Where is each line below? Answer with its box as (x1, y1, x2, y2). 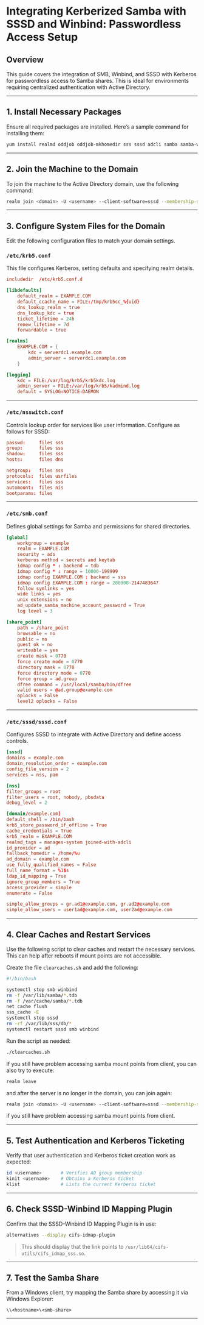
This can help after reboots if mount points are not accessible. (6, 952, 162, 959)
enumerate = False (6, 890, 53, 897)
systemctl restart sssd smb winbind (6, 1026, 99, 1032)
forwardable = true (17, 327, 67, 333)
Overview (6, 54, 44, 65)
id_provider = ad (6, 845, 50, 851)
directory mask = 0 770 (17, 664, 75, 670)
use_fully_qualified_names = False (6, 862, 97, 868)
